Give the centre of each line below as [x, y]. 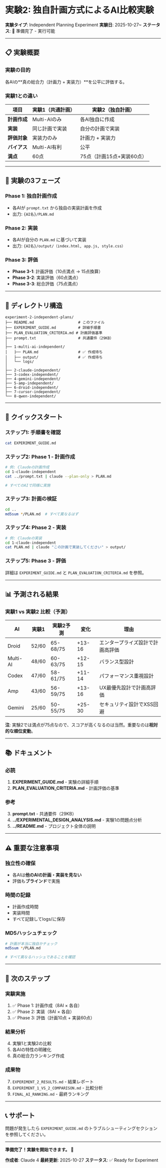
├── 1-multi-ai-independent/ [35, 347]
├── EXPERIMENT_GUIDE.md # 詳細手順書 [53, 328]
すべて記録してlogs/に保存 [39, 919]
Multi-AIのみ [47, 119]
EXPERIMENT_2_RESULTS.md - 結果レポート [53, 1082]
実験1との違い [21, 96]
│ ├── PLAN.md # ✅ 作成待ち [54, 352]
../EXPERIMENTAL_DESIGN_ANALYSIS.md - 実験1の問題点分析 [77, 820]
